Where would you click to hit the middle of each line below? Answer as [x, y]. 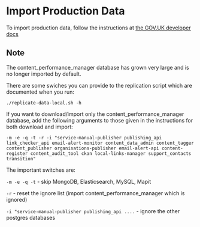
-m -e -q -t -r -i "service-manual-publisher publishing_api [84, 138]
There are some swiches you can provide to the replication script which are [99, 85]
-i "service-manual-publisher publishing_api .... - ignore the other [93, 211]
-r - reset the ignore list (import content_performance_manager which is [96, 193]
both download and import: [40, 127]
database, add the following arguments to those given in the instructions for [100, 120]
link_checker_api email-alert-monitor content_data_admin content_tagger [100, 143]
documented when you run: [40, 92]
